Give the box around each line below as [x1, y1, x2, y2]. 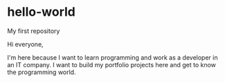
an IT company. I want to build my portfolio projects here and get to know [7, 60, 217, 69]
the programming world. [7, 68, 76, 76]
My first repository [7, 27, 60, 35]
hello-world [7, 4, 76, 20]
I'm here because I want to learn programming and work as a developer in [7, 53, 218, 62]
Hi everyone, [7, 40, 44, 48]
